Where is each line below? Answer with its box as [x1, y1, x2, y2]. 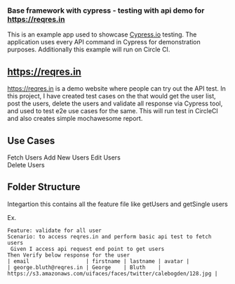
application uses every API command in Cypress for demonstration [7, 38, 201, 46]
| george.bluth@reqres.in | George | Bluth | [7, 264, 161, 271]
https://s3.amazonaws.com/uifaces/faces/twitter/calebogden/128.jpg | [7, 270, 218, 277]
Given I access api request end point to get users [10, 245, 165, 252]
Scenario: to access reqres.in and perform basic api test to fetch [7, 233, 212, 240]
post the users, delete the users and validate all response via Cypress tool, [7, 99, 223, 108]
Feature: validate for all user [7, 227, 102, 234]
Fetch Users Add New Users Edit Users [7, 153, 121, 162]
